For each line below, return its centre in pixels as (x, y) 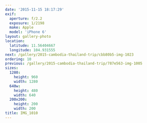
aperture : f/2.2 (26, 18)
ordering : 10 (18, 59)
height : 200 (26, 104)
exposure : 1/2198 (27, 23)
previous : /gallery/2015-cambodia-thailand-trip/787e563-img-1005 (74, 63)
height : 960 (26, 77)
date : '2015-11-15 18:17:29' (35, 9)
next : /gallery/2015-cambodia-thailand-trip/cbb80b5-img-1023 (69, 54)
